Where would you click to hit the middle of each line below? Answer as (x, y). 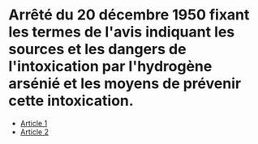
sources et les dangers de (97, 49)
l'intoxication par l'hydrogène (110, 67)
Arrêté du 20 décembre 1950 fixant (129, 15)
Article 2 (34, 132)
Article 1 (34, 123)
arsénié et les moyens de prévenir (125, 84)
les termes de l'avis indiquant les (122, 32)
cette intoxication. (71, 101)
